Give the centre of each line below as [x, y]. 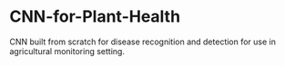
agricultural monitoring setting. [67, 51]
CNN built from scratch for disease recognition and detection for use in [142, 42]
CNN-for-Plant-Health [95, 17]
